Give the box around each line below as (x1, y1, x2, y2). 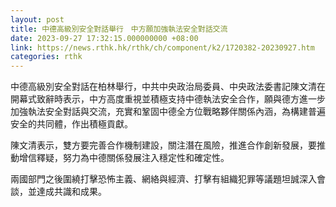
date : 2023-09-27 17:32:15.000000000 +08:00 (10, 33, 199, 43)
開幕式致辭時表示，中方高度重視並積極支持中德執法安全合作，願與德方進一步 (10, 93, 326, 105)
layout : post (10, 14, 65, 25)
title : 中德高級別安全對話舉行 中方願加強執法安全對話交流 (10, 24, 228, 34)
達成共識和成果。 (36, 186, 107, 198)
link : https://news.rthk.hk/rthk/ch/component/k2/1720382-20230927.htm (10, 42, 315, 53)
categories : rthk (10, 52, 83, 62)
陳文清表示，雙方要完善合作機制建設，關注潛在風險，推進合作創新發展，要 (10, 139, 317, 151)
